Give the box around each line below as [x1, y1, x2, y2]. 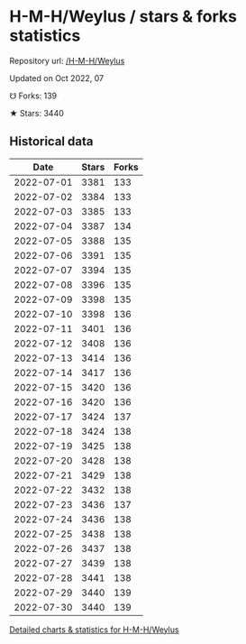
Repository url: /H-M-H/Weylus [9, 55, 125, 66]
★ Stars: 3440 [9, 107, 65, 118]
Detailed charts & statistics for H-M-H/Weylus [9, 624, 179, 635]
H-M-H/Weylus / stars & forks [9, 6, 237, 27]
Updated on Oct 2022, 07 [9, 72, 105, 83]
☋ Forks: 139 [9, 90, 58, 101]
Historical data [9, 133, 94, 150]
